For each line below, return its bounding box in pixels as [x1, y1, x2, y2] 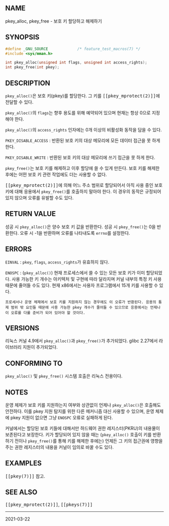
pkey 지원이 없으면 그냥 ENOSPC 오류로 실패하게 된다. [10, 415, 113, 420]
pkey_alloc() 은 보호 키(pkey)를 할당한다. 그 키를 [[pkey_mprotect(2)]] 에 [5, 93, 160, 99]
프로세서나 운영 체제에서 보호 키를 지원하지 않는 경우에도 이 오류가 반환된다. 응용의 [5, 299, 156, 304]
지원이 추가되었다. [22, 344, 58, 350]
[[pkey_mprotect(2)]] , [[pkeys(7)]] [5, 501, 93, 507]
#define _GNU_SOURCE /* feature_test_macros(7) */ [5, 46, 141, 51]
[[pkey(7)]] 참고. [5, 473, 45, 479]
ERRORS [5, 245, 32, 253]
